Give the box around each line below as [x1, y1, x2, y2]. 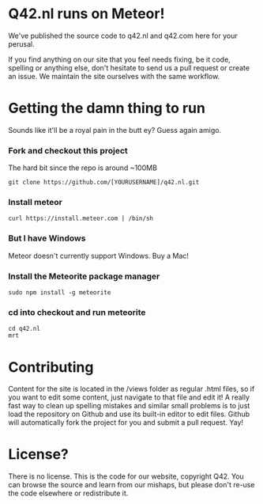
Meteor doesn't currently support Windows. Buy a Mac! [8, 251, 190, 260]
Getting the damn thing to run [8, 100, 205, 117]
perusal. [8, 39, 35, 48]
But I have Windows [8, 233, 86, 244]
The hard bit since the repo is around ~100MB [8, 163, 158, 172]
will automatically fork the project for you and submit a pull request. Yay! [8, 418, 243, 427]
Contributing [8, 358, 94, 376]
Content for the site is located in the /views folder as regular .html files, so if [8, 385, 255, 394]
